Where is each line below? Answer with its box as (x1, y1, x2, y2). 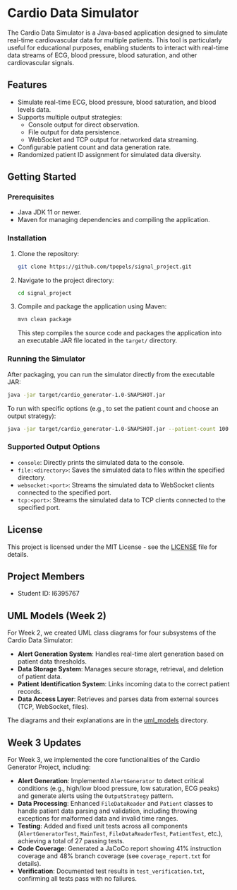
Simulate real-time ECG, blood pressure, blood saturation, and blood (17, 98, 217, 106)
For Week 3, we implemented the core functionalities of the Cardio (7, 755, 200, 763)
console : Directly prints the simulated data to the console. (17, 458, 185, 466)
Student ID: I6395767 (17, 589, 80, 598)
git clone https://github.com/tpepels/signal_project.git (17, 263, 192, 270)
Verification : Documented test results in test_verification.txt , (17, 867, 205, 875)
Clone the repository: (17, 249, 80, 258)
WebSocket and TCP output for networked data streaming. (28, 135, 199, 144)
